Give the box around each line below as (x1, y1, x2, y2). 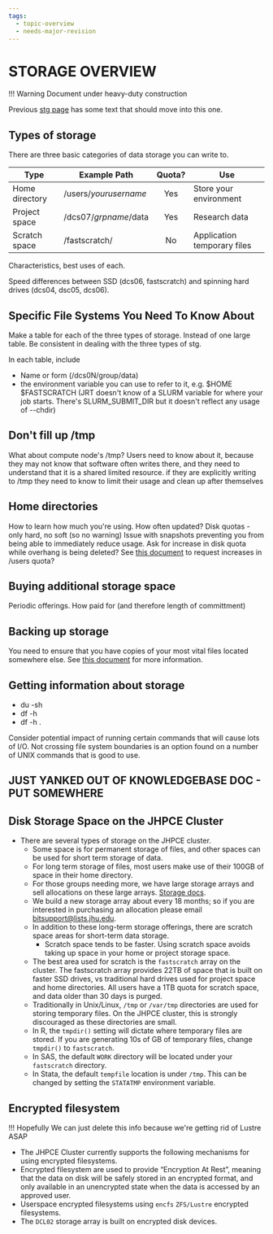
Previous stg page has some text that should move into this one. (8, 105, 223, 115)
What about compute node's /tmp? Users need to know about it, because (8, 450, 254, 460)
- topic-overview (15, 20, 75, 28)
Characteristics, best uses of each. (8, 261, 126, 271)
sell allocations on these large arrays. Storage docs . (32, 887, 206, 897)
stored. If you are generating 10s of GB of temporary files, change (32, 1035, 253, 1044)
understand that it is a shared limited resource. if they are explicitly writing (8, 467, 257, 477)
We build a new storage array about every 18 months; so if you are (32, 896, 255, 906)
